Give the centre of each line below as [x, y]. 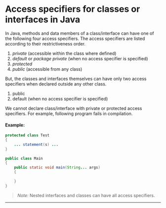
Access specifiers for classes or [73, 9]
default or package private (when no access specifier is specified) [80, 58]
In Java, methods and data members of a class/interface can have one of [80, 33]
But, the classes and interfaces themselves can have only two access [76, 79]
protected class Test [27, 135]
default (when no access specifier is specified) [60, 99]
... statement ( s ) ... [36, 144]
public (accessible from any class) [47, 69]
